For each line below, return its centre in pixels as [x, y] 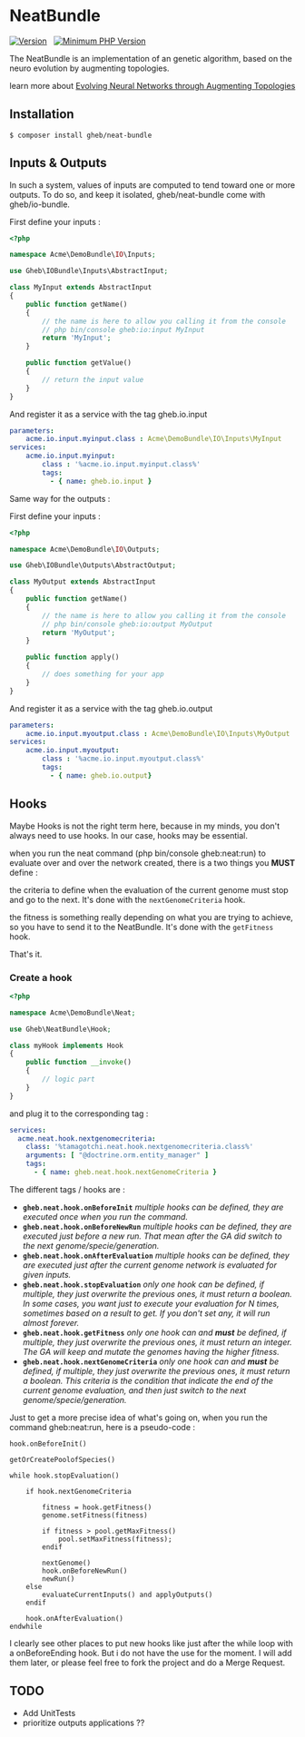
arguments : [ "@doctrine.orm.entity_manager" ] [117, 1155]
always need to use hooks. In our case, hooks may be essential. [128, 835]
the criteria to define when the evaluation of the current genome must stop [149, 889]
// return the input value [93, 379]
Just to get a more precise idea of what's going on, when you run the [138, 1418]
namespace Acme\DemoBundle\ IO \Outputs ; [85, 549]
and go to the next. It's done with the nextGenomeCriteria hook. [128, 899]
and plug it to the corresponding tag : [79, 1114]
